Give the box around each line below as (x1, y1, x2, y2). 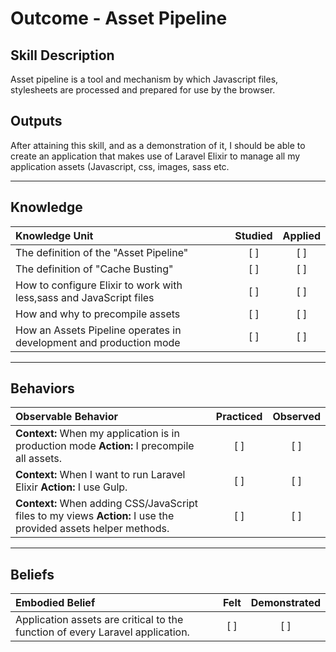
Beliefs (10, 566, 55, 583)
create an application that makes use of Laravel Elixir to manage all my (10, 150, 301, 162)
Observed (272, 410, 321, 424)
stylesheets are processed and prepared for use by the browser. (10, 84, 276, 96)
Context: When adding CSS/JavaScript (15, 497, 199, 511)
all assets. (15, 452, 63, 466)
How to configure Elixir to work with (15, 278, 183, 292)
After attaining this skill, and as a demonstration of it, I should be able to (10, 139, 306, 151)
